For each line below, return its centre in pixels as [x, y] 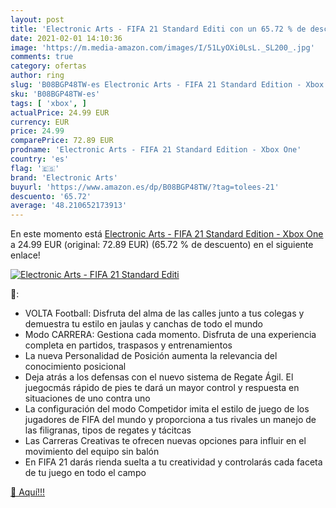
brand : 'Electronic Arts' [64, 177]
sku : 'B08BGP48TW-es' [55, 94]
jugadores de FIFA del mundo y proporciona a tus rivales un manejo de [170, 420]
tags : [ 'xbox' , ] [48, 103]
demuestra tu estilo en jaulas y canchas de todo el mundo [144, 324]
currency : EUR [40, 122]
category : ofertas [48, 66]
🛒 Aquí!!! [28, 492]
